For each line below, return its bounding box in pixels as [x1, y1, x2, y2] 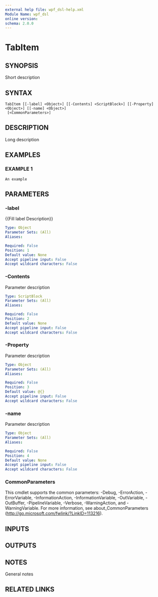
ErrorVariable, [5, 495, 33, 501]
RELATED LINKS [5, 585, 55, 594]
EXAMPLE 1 [5, 165, 33, 172]
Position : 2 [5, 316, 29, 321]
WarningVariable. [5, 505, 40, 511]
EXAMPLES [5, 151, 40, 159]
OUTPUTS [5, 542, 37, 550]
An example [5, 177, 27, 182]
